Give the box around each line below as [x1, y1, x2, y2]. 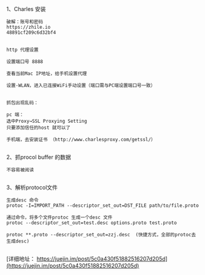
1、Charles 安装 [6, 6, 46, 12]
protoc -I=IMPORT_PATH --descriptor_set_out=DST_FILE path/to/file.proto [6, 203, 199, 209]
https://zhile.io [6, 24, 51, 30]
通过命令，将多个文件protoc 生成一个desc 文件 [6, 214, 113, 220]
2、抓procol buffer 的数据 [6, 153, 71, 161]
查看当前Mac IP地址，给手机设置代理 [6, 71, 87, 77]
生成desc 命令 [6, 197, 39, 203]
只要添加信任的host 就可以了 [6, 125, 71, 131]
